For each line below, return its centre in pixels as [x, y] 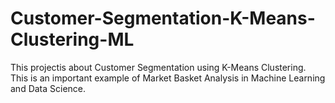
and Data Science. [48, 88]
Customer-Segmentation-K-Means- [163, 18]
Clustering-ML [72, 39]
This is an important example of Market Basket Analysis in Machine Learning [168, 78]
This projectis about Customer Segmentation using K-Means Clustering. [158, 67]
